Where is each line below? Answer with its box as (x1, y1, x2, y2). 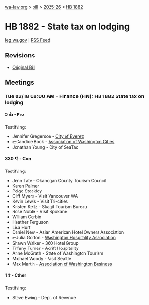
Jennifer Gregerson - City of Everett (12, 133, 84, 139)
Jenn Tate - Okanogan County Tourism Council (12, 178, 107, 184)
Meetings (5, 78, 35, 87)
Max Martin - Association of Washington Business (12, 261, 112, 267)
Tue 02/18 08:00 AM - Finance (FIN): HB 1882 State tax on (5, 93, 145, 100)
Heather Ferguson (12, 219, 49, 225)
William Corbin (12, 214, 42, 220)
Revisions (5, 51, 35, 60)
